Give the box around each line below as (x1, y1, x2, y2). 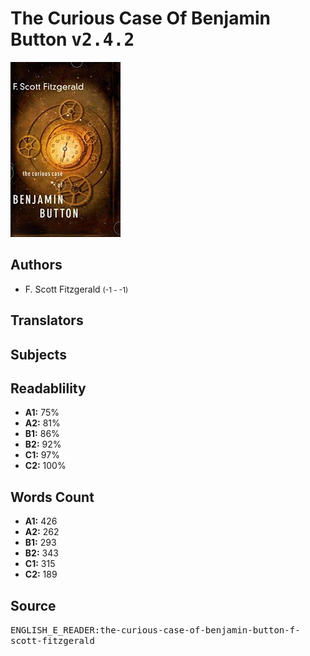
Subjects (10, 346, 67, 363)
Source (10, 597, 57, 614)
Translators (10, 312, 84, 329)
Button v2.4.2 (10, 28, 135, 51)
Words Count (10, 488, 95, 506)
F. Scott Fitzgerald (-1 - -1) (24, 283, 129, 295)
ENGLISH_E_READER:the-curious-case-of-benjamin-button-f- (10, 624, 301, 636)
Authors (10, 257, 63, 274)
